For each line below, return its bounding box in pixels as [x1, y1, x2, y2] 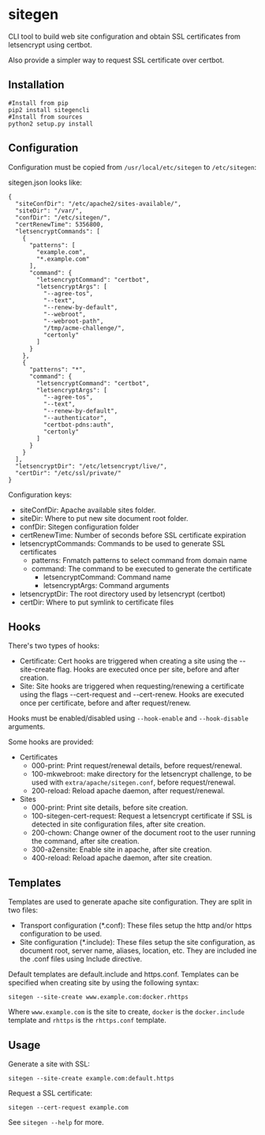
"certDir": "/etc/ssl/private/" [15, 469, 122, 477]
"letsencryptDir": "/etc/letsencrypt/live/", [15, 462, 168, 470]
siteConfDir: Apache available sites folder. [19, 505, 156, 515]
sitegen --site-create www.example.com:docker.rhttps [8, 993, 189, 1002]
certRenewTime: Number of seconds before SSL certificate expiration [19, 530, 247, 540]
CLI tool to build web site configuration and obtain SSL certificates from [8, 32, 241, 41]
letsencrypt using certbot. [8, 39, 92, 49]
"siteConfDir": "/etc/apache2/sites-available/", [15, 200, 181, 208]
